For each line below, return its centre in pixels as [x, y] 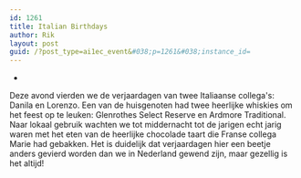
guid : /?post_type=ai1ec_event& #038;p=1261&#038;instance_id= [130, 52]
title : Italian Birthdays [58, 26]
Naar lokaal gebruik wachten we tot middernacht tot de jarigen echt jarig [145, 125]
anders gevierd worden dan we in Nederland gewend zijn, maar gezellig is [149, 154]
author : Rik [32, 35]
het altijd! [27, 163]
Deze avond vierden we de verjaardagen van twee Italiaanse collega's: [142, 96]
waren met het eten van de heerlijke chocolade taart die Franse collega [143, 134]
